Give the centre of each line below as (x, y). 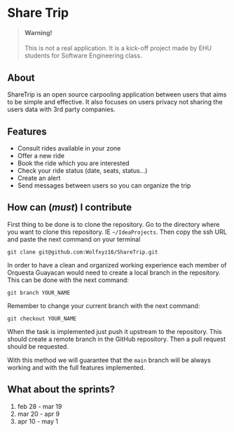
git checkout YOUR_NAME (42, 319)
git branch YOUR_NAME (39, 293)
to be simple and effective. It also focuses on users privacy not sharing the (115, 102)
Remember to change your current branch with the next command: (104, 305)
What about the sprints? (61, 390)
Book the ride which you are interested (73, 163)
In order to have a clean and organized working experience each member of (117, 265)
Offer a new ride (41, 156)
